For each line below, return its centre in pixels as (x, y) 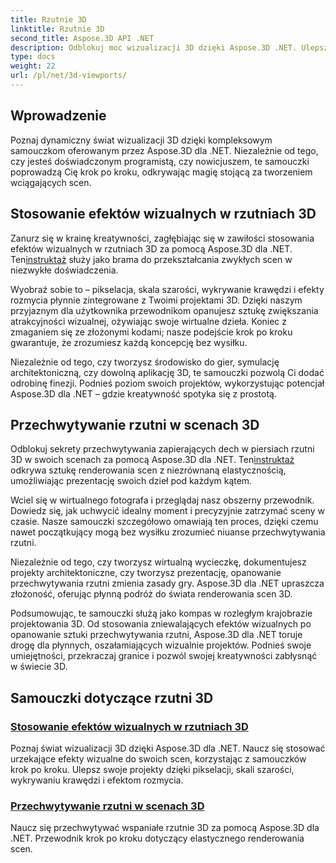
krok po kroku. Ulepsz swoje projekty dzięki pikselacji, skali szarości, (152, 769)
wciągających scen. (51, 182)
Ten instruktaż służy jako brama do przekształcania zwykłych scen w (151, 259)
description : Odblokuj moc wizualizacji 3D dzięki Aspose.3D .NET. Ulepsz (169, 47)
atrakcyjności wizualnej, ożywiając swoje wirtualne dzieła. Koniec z (149, 321)
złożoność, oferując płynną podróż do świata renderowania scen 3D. (151, 594)
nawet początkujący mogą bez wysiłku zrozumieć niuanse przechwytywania (168, 532)
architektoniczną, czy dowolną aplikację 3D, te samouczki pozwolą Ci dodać (167, 372)
